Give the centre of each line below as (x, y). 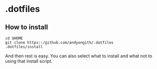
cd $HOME (14, 38)
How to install (27, 27)
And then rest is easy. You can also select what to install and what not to (79, 56)
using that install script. (29, 61)
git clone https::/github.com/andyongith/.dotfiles (59, 43)
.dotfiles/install (24, 47)
